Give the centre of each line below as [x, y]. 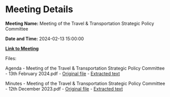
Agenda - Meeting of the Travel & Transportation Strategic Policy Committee [85, 68]
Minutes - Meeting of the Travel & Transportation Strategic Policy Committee [85, 83]
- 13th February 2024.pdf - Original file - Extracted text [63, 73]
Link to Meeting [22, 48]
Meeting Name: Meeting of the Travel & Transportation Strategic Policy [80, 23]
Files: [11, 58]
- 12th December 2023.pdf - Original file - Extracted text [64, 89]
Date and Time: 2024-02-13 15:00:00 [45, 39]
